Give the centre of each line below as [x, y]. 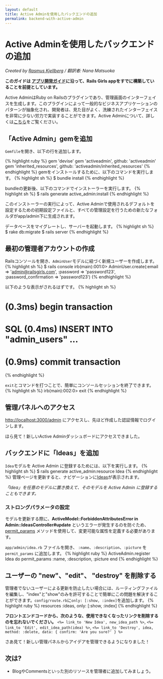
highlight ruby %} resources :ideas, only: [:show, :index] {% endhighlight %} [81, 606]
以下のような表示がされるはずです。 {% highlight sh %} [61, 287]
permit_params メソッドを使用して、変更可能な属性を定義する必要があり [78, 531]
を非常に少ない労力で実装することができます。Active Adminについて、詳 [78, 116]
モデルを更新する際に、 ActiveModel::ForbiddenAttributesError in [72, 519]
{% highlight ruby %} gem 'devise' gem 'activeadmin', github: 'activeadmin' [81, 161]
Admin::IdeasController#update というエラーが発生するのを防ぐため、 [77, 525]
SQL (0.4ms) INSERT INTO [59, 329]
